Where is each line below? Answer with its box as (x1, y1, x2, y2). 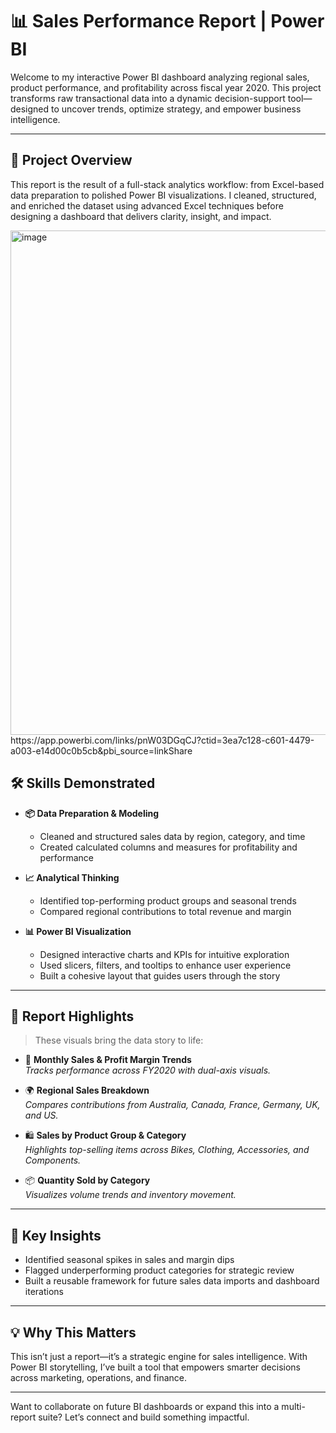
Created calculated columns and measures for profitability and (39, 841, 298, 853)
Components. (24, 1154, 82, 1167)
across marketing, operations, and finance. (10, 1372, 188, 1383)
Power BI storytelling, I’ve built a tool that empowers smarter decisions (10, 1361, 301, 1373)
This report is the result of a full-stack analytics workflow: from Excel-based (10, 178, 325, 190)
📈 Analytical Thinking (24, 871, 120, 883)
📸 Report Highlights (10, 1008, 135, 1025)
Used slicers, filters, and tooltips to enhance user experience (39, 959, 292, 971)
